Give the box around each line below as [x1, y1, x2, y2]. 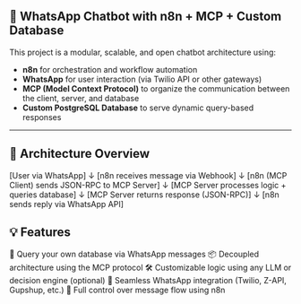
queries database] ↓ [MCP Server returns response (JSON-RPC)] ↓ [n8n [9, 189, 279, 200]
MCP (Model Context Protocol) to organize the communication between [21, 83, 290, 94]
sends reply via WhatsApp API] [9, 198, 124, 209]
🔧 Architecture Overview [9, 146, 150, 161]
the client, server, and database [21, 92, 140, 103]
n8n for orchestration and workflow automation [21, 64, 198, 74]
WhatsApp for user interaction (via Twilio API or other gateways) [21, 74, 262, 84]
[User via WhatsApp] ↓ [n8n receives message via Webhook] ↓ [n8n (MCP [9, 169, 288, 180]
